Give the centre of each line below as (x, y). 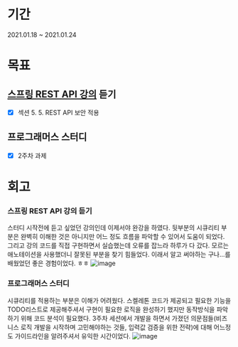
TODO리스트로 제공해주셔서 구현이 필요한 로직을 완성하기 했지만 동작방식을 (111, 309)
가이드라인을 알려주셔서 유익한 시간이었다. (73, 336)
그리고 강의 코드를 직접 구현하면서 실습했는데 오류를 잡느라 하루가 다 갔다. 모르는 (118, 245)
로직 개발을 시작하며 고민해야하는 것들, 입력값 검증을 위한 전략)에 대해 (116, 327)
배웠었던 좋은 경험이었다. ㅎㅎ (48, 263)
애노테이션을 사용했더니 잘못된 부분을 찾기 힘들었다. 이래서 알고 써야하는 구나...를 (119, 255)
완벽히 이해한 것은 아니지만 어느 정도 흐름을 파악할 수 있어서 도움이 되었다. (123, 237)
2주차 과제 (32, 155)
